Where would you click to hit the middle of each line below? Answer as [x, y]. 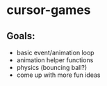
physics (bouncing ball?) [52, 67]
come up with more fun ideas [58, 75]
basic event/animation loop [55, 52]
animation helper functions [55, 60]
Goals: [21, 36]
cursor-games [49, 10]
